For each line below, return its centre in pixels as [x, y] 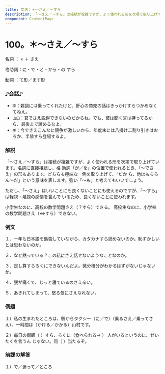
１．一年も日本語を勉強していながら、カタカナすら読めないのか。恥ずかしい [82, 239]
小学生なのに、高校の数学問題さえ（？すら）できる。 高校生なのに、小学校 [81, 207]
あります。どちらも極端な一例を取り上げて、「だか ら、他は [86, 174]
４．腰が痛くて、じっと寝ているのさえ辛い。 [50, 282]
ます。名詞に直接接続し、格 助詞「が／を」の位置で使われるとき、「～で [77, 168]
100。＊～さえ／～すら [52, 44]
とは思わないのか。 [25, 245]
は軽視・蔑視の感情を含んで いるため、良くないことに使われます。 [72, 196]
